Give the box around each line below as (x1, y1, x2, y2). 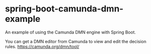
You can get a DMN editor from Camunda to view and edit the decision (5, 38, 147, 44)
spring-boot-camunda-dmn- (5, 3, 124, 14)
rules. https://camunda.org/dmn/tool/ (5, 43, 80, 49)
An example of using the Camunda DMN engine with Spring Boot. (5, 29, 136, 35)
